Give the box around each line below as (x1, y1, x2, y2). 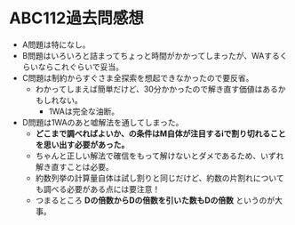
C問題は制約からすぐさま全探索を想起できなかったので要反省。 (21, 72, 254, 83)
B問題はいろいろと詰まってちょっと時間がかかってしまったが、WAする (21, 50, 280, 60)
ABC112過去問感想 (9, 8, 144, 28)
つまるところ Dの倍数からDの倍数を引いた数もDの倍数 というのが (35, 195, 275, 205)
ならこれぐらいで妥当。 (37, 61, 124, 72)
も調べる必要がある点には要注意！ (35, 183, 161, 194)
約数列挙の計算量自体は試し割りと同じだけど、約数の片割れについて (35, 173, 284, 183)
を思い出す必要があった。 (35, 139, 130, 149)
